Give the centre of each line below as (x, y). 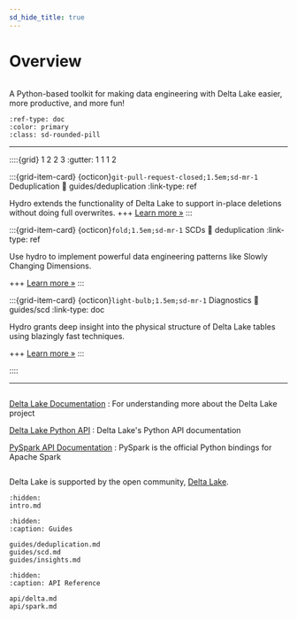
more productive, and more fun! (67, 103)
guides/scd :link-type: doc (57, 309)
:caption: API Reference (55, 583)
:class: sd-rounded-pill (55, 135)
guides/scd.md (35, 552)
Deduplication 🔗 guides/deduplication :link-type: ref (103, 186)
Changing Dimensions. (50, 266)
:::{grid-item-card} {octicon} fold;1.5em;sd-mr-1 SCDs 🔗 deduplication (137, 229)
